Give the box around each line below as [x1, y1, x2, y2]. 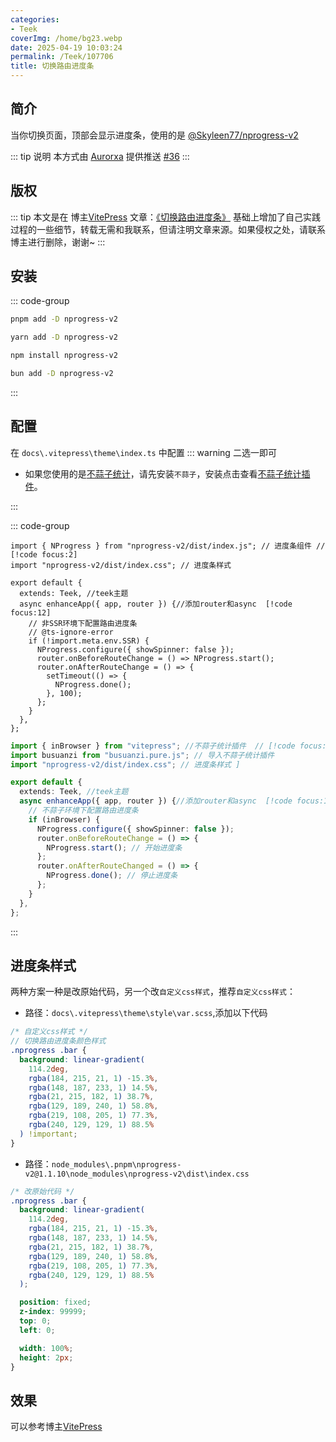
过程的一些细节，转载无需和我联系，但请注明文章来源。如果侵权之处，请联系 [10, 223, 326, 235]
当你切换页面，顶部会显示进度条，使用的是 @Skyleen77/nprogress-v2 [10, 129, 299, 141]
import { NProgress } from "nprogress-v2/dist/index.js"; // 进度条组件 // [10, 541, 326, 551]
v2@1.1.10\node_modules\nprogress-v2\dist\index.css [24, 1169, 250, 1179]
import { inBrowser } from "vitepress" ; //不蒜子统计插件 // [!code [10, 741, 296, 751]
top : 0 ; [19, 1316, 52, 1326]
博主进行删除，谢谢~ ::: [10, 236, 106, 248]
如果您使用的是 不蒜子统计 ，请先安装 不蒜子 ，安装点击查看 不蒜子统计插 [24, 467, 311, 480]
